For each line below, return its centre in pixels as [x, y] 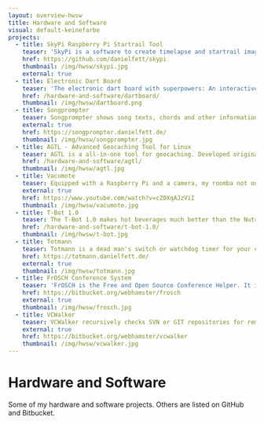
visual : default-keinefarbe [54, 30]
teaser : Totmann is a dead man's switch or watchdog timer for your [137, 249]
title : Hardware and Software [58, 23]
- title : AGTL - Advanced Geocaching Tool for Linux [103, 147]
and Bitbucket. [31, 412]
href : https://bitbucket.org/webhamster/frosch [101, 293]
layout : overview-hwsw [45, 15]
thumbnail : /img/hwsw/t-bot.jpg [75, 235]
